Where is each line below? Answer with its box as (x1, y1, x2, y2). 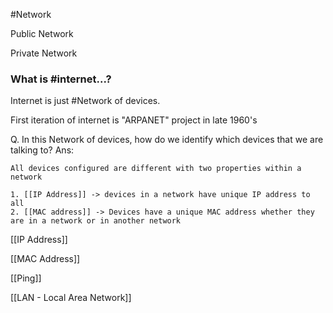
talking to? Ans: (10, 144, 75, 156)
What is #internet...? (10, 72, 112, 86)
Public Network (10, 28, 74, 39)
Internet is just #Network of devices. (10, 95, 161, 107)
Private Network (10, 47, 78, 59)
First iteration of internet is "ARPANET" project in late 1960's (10, 114, 258, 126)
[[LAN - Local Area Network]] (10, 292, 132, 304)
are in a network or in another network (10, 216, 182, 226)
